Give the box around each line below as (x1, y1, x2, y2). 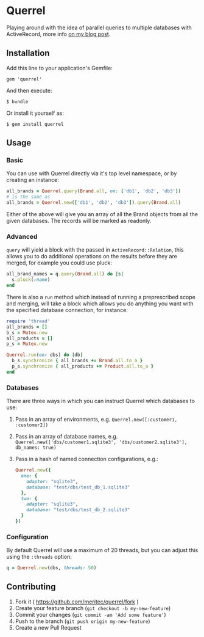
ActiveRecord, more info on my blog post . (6, 30, 111, 37)
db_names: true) (15, 445, 57, 451)
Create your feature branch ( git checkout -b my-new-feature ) (15, 604, 171, 611)
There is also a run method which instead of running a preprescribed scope (6, 293, 196, 300)
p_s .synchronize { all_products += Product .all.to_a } (12, 363, 154, 369)
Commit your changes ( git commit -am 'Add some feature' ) (15, 611, 166, 618)
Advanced (6, 232, 38, 241)
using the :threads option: (6, 553, 72, 561)
